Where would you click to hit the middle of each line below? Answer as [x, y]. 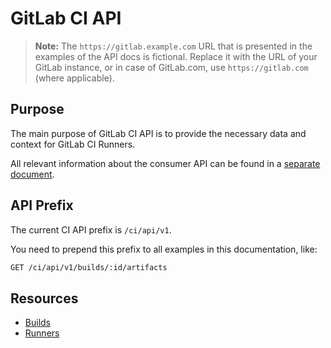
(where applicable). [74, 78]
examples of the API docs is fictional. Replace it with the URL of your [176, 56]
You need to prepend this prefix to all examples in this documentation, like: [164, 249]
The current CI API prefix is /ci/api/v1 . [91, 229]
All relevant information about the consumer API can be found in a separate [165, 163]
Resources [44, 298]
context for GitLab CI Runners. [73, 144]
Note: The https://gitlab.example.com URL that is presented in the [173, 46]
